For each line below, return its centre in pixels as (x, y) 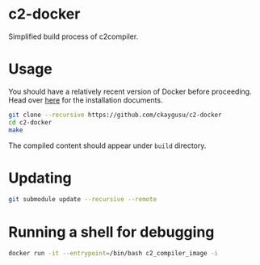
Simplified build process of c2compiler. (73, 36)
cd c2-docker (30, 122)
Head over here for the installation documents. (86, 100)
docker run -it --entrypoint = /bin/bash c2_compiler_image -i (113, 254)
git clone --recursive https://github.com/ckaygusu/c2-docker (115, 115)
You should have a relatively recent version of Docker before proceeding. (130, 91)
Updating (40, 178)
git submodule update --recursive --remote (83, 200)
